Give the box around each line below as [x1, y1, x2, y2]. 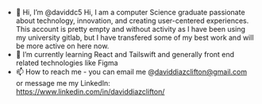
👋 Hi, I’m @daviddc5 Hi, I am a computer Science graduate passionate [15, 8, 245, 17]
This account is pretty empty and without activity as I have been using [15, 25, 246, 33]
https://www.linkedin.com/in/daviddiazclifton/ [15, 87, 165, 96]
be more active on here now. [15, 41, 110, 51]
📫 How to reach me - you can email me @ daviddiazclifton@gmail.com [15, 67, 248, 76]
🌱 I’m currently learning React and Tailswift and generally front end [15, 50, 235, 59]
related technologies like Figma [15, 58, 118, 67]
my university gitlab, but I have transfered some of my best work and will [15, 33, 254, 42]
